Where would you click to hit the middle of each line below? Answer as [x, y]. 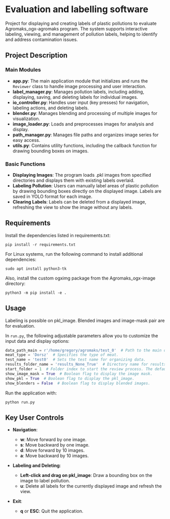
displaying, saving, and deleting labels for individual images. [75, 97]
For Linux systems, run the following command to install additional [74, 254]
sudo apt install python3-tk [36, 269]
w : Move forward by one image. [53, 440]
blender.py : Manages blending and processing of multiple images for [85, 113]
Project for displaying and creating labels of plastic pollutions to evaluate [81, 23]
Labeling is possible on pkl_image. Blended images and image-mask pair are [85, 321]
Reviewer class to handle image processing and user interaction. [79, 86]
